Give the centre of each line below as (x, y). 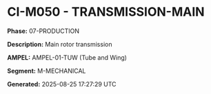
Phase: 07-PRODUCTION (43, 31)
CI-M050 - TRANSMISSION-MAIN (106, 12)
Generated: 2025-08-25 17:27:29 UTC (62, 84)
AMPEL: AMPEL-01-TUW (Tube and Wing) (67, 57)
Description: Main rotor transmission (60, 44)
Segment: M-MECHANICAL (47, 71)
